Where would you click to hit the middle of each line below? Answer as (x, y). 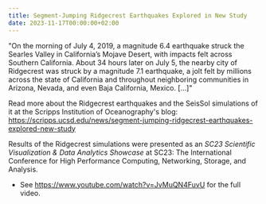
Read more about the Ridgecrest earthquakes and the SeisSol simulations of (133, 103)
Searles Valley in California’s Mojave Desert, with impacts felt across (120, 54)
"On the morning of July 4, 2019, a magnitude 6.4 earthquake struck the (126, 45)
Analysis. (23, 169)
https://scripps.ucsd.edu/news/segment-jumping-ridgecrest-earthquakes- (131, 120)
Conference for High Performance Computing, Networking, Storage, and (127, 160)
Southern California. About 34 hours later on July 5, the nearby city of (123, 62)
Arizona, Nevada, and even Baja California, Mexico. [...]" (100, 87)
